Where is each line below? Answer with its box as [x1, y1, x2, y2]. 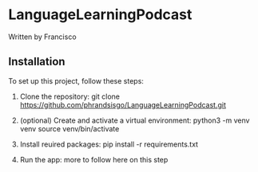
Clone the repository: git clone [19, 92, 120, 101]
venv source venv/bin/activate [19, 123, 120, 133]
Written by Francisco [8, 32, 77, 41]
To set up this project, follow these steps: [8, 76, 144, 85]
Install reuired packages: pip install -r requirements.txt [19, 139, 198, 149]
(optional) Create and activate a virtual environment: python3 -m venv [19, 115, 250, 125]
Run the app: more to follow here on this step [19, 154, 169, 164]
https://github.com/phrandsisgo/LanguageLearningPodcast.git [19, 100, 226, 109]
